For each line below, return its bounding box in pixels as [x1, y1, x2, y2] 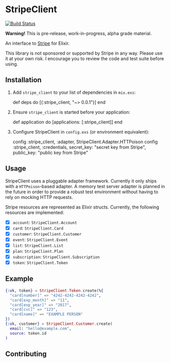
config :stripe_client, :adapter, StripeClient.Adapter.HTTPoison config [12, 139, 158, 145]
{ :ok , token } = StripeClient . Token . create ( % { [5, 288, 103, 293]
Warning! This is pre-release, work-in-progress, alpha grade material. [5, 30, 152, 36]
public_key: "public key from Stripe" [12, 149, 88, 155]
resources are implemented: [5, 209, 65, 215]
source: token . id [10, 330, 47, 336]
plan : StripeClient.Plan [12, 248, 64, 254]
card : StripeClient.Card [12, 225, 64, 231]
